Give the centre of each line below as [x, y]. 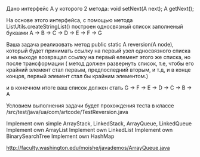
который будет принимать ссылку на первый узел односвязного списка [99, 51]
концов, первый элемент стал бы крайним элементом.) [77, 76]
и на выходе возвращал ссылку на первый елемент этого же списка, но [99, 57]
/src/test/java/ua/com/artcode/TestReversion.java [67, 112]
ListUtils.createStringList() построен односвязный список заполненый [95, 27]
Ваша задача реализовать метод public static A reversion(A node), [90, 44]
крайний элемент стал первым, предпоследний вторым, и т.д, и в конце [99, 70]
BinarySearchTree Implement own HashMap [60, 136]
